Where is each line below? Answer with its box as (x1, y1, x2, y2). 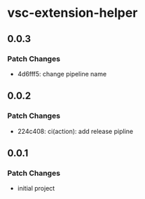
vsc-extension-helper (7, 5, 138, 21)
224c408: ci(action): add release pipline (17, 127, 134, 135)
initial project (17, 184, 55, 193)
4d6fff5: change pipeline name (17, 69, 107, 78)
